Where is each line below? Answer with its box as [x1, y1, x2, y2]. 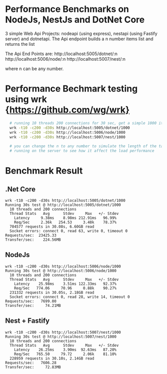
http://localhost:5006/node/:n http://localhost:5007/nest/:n [5, 56, 126, 62]
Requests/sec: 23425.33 [5, 233, 57, 238]
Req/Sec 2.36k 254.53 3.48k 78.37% [14, 220, 117, 225]
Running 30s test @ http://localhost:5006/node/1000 [5, 268, 117, 273]
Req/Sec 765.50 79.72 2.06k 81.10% [14, 352, 117, 357]
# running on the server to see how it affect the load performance [9, 148, 155, 154]
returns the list [5, 41, 35, 47]
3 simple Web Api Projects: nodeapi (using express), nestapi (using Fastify [5, 30, 158, 36]
